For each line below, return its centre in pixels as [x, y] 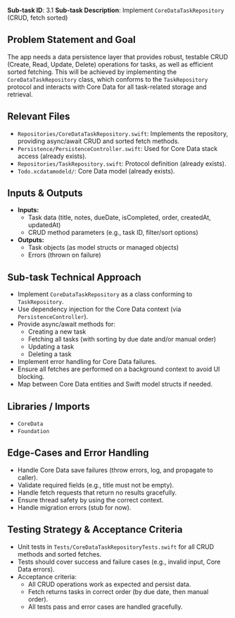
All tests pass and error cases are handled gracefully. [105, 607]
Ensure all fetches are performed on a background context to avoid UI [119, 369]
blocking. [31, 377]
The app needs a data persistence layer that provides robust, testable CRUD [118, 56]
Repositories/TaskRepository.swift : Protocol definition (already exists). [122, 163]
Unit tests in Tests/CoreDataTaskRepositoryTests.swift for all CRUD [116, 547]
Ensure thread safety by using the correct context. [90, 499]
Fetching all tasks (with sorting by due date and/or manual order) [122, 339]
